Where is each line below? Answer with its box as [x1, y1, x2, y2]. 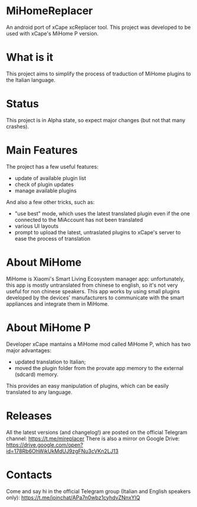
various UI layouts [14, 223, 59, 230]
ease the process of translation [14, 235, 91, 242]
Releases [6, 409, 52, 423]
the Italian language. [6, 76, 56, 83]
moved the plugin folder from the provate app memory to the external [14, 364, 184, 371]
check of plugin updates [14, 181, 74, 188]
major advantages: [6, 346, 52, 354]
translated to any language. [6, 388, 73, 395]
